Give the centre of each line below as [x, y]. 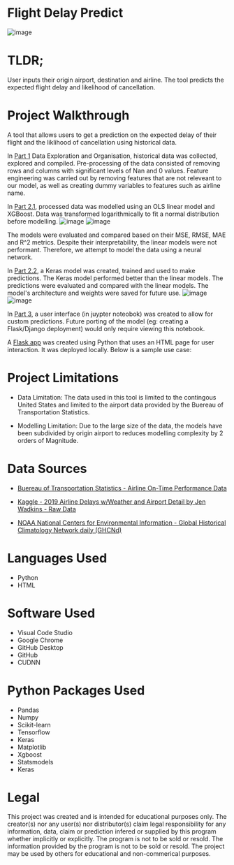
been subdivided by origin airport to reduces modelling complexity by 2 [120, 433]
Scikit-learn [34, 725]
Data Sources [47, 468]
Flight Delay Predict [65, 13]
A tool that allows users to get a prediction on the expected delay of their [112, 135]
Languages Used [57, 558]
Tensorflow [34, 732]
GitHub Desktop [41, 647]
